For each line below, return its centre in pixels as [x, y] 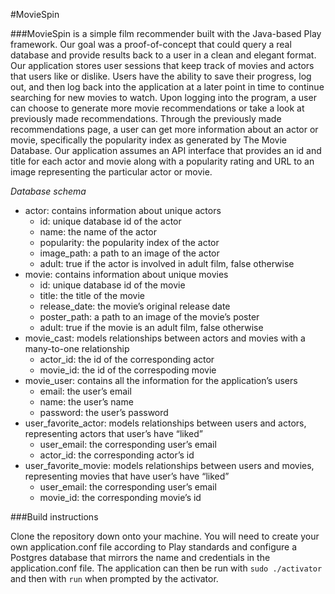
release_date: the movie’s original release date [135, 306]
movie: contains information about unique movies [126, 274]
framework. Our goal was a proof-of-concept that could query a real [151, 44]
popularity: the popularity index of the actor [129, 242]
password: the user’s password [104, 412]
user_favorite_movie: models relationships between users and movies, [169, 465]
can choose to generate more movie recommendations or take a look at [157, 108]
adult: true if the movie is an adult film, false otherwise [151, 327]
